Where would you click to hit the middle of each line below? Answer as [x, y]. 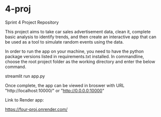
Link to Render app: [25, 100]
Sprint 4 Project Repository [32, 22]
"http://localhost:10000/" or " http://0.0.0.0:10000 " [55, 90]
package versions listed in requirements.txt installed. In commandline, [74, 56]
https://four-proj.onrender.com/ [36, 109]
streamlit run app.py [25, 76]
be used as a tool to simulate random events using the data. [65, 42]
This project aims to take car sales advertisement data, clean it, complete [78, 31]
